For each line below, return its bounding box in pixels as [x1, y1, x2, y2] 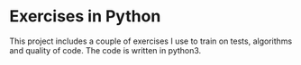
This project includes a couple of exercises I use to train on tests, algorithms [9, 36, 293, 46]
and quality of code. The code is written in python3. [9, 45, 202, 55]
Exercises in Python [9, 6, 161, 27]
